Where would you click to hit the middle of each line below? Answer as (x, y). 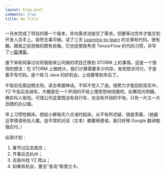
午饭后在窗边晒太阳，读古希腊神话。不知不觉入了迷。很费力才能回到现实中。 (83, 86)
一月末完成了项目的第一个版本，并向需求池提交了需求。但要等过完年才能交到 (83, 34)
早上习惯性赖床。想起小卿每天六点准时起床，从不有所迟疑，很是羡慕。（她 (80, 115)
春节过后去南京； (30, 148)
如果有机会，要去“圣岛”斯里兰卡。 (47, 167)
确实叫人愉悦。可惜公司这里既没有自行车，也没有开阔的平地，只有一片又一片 (83, 98)
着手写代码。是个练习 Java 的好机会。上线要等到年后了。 (63, 75)
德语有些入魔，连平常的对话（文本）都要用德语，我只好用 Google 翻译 (85, 121)
